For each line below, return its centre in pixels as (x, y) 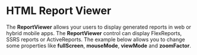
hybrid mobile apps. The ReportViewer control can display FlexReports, (94, 33)
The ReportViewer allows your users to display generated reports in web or (99, 27)
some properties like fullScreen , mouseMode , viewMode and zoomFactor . (99, 46)
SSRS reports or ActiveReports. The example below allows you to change (96, 39)
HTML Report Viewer (59, 11)
